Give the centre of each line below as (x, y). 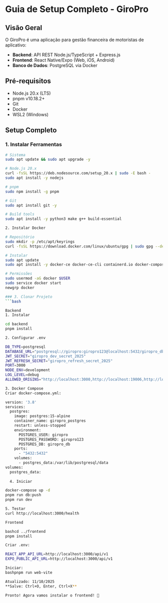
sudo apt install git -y (31, 205)
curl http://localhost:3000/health (42, 513)
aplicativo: (16, 45)
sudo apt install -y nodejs (34, 178)
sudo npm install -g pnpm (32, 191)
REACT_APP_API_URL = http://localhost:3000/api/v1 (57, 554)
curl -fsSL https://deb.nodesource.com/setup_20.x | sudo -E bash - (78, 173)
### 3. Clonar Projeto (29, 296)
